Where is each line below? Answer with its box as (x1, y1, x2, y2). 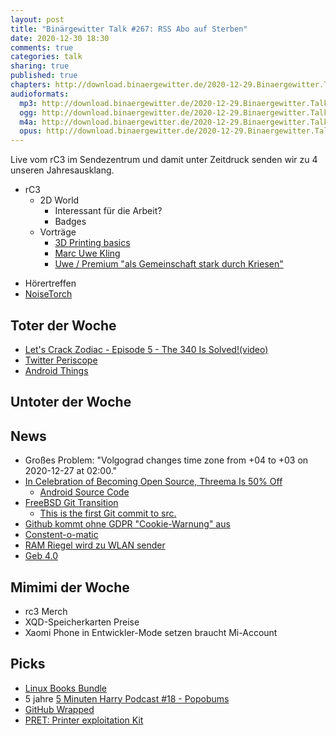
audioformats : (10, 89, 70, 99)
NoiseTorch (24, 288, 73, 300)
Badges (54, 216, 87, 228)
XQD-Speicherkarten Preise (24, 616, 140, 628)
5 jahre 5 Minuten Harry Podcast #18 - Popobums (24, 692, 230, 705)
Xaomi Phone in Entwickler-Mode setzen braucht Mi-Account (24, 626, 278, 638)
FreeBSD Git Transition (24, 497, 119, 509)
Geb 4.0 (24, 550, 58, 562)
